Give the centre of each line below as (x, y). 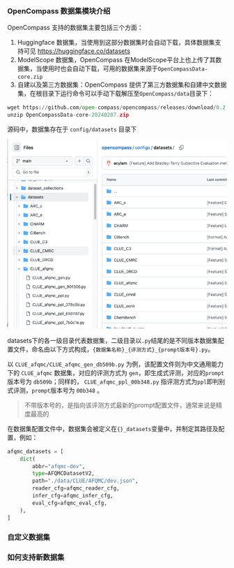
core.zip (30, 77)
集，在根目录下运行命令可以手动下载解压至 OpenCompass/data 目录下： (116, 94)
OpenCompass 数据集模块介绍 (59, 10)
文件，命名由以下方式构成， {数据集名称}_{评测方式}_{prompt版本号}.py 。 (114, 349)
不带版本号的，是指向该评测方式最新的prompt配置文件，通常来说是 (120, 405)
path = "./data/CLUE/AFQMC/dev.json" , (85, 481)
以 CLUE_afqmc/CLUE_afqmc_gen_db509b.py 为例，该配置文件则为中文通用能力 (116, 364)
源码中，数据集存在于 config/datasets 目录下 (72, 129)
